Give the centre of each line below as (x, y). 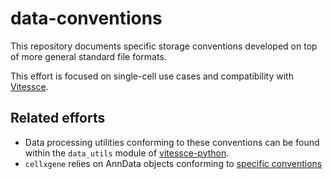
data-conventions (86, 18)
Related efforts (58, 118)
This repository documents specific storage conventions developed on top (164, 46)
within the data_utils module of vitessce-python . (127, 153)
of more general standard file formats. (88, 56)
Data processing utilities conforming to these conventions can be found (172, 142)
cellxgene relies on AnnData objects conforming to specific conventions (173, 163)
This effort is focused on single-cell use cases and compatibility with (152, 76)
